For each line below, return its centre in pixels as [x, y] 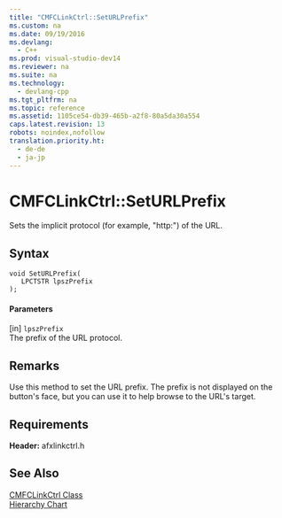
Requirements [49, 425]
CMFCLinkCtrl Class [46, 495]
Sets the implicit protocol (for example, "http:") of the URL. [116, 226]
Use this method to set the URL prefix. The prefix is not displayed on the [141, 387]
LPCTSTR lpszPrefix [57, 282]
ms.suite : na [33, 75]
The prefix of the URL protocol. [66, 338]
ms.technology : [37, 83]
